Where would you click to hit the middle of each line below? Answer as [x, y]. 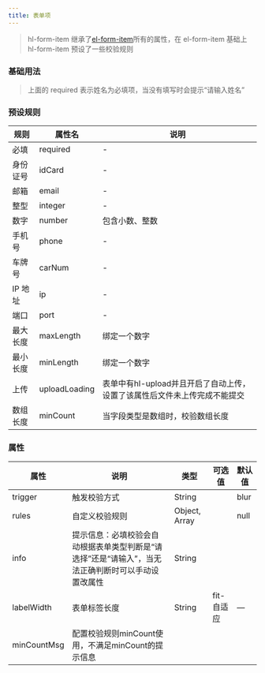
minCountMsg [38, 645]
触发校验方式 [96, 497]
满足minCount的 [126, 645]
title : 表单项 [30, 15]
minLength [59, 362]
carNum [54, 267]
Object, [187, 510]
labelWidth [32, 607]
